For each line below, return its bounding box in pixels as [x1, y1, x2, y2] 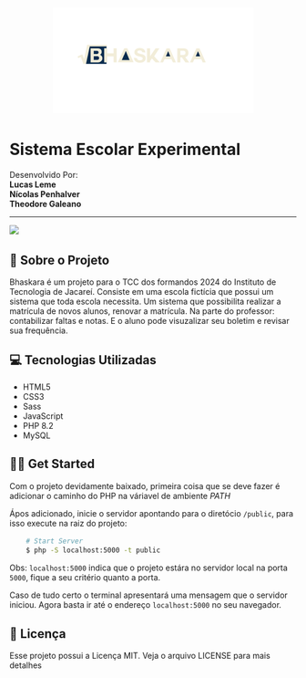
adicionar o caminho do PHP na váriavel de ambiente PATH [9, 490, 230, 501]
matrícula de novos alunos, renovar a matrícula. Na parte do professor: [9, 305, 275, 317]
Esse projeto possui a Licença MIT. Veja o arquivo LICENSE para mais [9, 651, 270, 662]
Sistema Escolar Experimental [9, 140, 241, 160]
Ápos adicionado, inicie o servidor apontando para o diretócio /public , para [9, 507, 294, 518]
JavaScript [22, 410, 64, 422]
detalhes [9, 660, 43, 671]
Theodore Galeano [9, 199, 82, 210]
